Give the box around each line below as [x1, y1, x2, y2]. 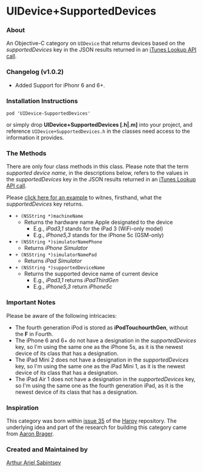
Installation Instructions [6, 96, 78, 105]
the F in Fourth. [15, 330, 53, 337]
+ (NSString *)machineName [15, 214, 84, 220]
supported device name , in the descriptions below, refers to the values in [6, 169, 189, 177]
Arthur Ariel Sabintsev [6, 459, 62, 467]
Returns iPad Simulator [24, 257, 82, 265]
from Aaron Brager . [6, 430, 55, 437]
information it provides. [6, 134, 65, 141]
